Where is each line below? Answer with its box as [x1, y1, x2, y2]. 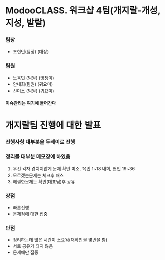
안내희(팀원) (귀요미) [12, 81, 53, 87]
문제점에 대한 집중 [12, 211, 48, 217]
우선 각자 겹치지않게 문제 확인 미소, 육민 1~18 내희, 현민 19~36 [12, 165, 135, 171]
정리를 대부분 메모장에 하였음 [5, 153, 71, 160]
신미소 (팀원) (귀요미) [12, 88, 54, 94]
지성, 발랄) [5, 17, 46, 29]
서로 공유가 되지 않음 [12, 243, 53, 249]
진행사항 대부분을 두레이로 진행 [5, 139, 75, 146]
